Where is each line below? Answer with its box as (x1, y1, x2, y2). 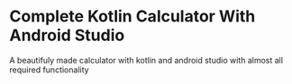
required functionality (9, 64, 89, 75)
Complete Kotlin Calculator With (9, 6, 256, 27)
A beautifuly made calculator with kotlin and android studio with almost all (9, 55, 284, 65)
